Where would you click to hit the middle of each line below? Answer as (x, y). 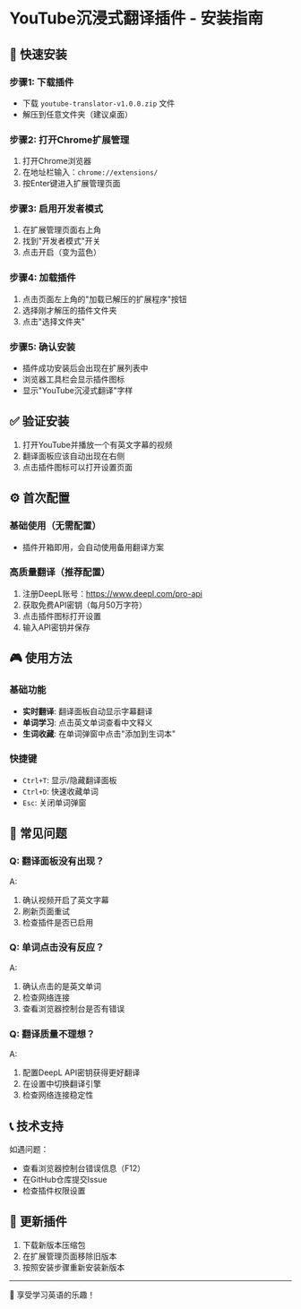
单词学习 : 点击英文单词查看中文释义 (87, 722)
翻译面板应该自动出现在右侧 (73, 456)
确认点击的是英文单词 (61, 986)
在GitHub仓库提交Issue (64, 1179)
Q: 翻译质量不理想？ (52, 1034)
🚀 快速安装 (38, 54)
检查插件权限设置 (54, 1190)
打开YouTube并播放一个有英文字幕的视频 (97, 444)
